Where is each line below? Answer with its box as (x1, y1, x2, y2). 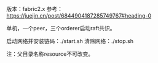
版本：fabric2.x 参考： (6, 5, 63, 12)
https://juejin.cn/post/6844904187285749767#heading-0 (6, 12, 152, 19)
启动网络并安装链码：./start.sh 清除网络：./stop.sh (6, 38, 134, 44)
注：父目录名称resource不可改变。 (6, 50, 94, 58)
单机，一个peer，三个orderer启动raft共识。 (6, 25, 116, 31)
